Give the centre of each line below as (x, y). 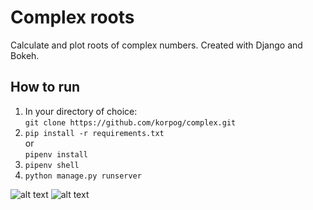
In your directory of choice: (81, 111)
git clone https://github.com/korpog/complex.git (130, 122)
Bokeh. (25, 55)
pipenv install (56, 154)
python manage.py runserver (83, 176)
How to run (45, 87)
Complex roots (72, 17)
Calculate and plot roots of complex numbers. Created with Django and (156, 45)
